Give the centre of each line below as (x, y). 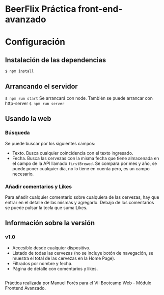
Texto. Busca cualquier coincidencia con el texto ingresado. (73, 153)
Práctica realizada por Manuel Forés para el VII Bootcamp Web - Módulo (78, 283)
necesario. (23, 174)
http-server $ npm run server (35, 103)
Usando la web (28, 119)
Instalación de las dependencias (56, 60)
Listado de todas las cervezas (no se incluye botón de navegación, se (83, 253)
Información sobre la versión (50, 223)
